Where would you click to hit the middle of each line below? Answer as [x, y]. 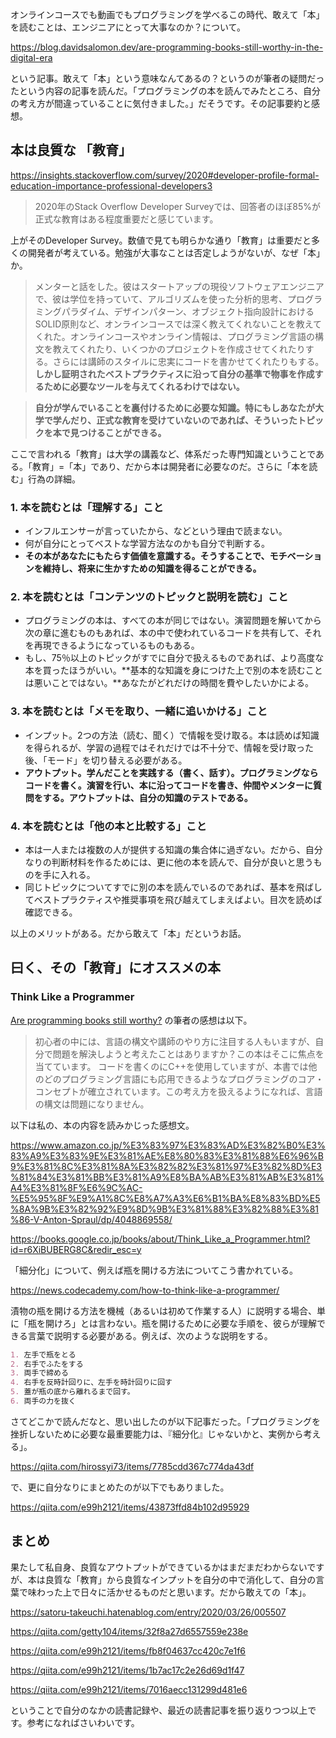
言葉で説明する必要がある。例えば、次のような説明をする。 [150, 1335]
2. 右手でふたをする [47, 1364]
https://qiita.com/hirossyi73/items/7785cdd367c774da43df [132, 1466]
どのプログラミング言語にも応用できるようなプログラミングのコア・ [184, 1079]
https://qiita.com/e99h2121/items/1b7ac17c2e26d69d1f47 [127, 1670]
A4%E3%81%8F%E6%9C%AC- [76, 1187]
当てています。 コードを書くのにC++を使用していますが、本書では [171, 1066]
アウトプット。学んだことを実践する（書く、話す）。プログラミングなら [171, 772]
